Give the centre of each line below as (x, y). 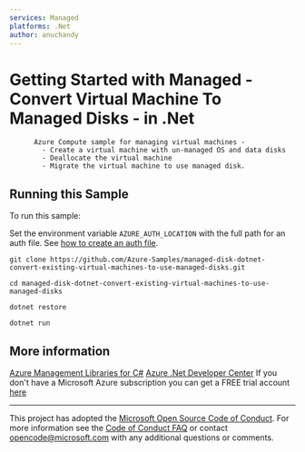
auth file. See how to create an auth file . (84, 243)
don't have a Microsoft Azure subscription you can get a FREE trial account (150, 382)
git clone (28, 260)
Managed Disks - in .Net (102, 118)
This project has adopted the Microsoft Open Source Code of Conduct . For (149, 418)
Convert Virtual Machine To (116, 98)
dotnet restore (38, 308)
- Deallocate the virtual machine (107, 158)
